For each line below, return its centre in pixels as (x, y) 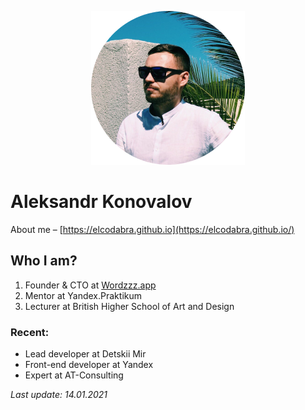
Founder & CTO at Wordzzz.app (90, 285)
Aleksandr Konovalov (101, 202)
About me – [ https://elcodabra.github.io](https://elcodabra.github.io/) (152, 229)
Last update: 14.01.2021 (59, 395)
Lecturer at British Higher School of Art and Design (129, 306)
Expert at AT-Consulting (74, 375)
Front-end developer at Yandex (89, 365)
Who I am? (44, 261)
